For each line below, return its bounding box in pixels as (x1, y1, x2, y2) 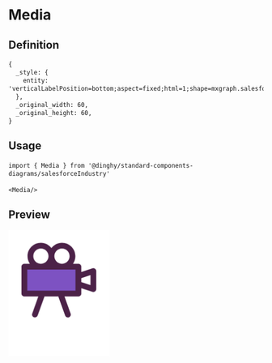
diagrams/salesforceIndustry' (8, 169, 111, 177)
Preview (8, 208, 51, 222)
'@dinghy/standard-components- (87, 161, 194, 169)
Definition (8, 38, 59, 52)
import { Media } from (8, 161, 85, 169)
